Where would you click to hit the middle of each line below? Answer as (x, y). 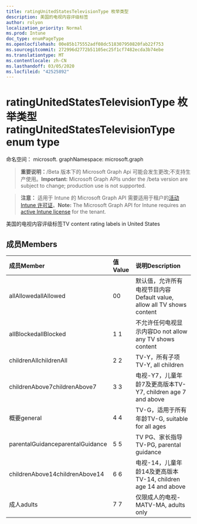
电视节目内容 (153, 290)
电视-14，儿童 (156, 463)
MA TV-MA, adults (161, 505)
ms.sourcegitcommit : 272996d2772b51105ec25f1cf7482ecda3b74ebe (85, 50)
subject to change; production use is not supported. (83, 186)
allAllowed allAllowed (37, 296)
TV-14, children (158, 479)
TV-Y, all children (160, 365)
